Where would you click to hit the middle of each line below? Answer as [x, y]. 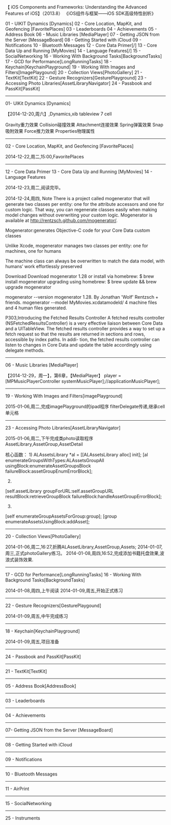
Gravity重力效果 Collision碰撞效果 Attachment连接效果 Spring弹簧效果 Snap [84, 125]
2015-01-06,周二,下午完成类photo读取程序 [49, 438]
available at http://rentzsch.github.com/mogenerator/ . [62, 220]
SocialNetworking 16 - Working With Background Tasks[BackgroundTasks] [83, 56]
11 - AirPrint [17, 789]
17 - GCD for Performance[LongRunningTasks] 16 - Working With [73, 575]
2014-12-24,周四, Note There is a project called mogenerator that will [78, 198]
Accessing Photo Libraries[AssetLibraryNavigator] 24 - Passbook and [78, 83]
